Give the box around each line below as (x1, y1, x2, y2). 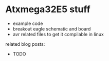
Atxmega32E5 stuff (5, 4, 91, 15)
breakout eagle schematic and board (12, 25, 91, 32)
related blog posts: (5, 41, 45, 47)
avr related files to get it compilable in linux (12, 31, 104, 37)
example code (12, 20, 43, 26)
